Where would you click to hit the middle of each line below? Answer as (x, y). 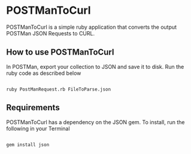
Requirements (33, 108)
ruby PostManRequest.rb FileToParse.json (59, 89)
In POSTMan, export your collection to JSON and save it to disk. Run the (95, 67)
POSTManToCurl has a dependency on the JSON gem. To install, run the (95, 122)
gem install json (28, 144)
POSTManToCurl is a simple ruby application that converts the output (92, 27)
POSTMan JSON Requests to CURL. (50, 33)
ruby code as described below (44, 73)
